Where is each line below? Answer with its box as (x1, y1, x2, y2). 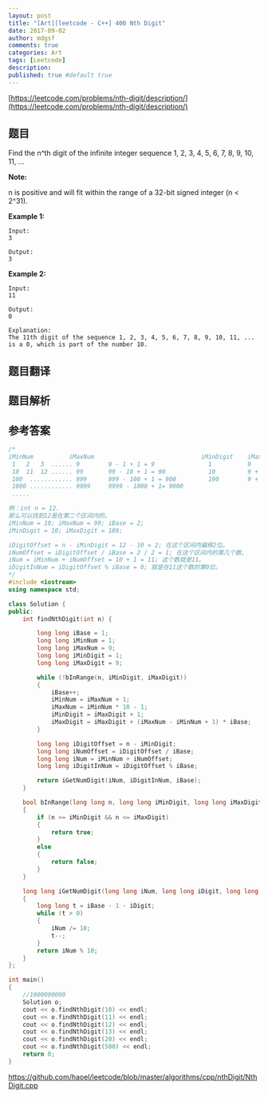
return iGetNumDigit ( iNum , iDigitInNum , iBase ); (37, 777, 202, 785)
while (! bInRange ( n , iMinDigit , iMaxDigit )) (37, 673, 187, 682)
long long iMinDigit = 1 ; (37, 652, 124, 660)
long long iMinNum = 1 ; (37, 637, 116, 645)
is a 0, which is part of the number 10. (8, 340, 148, 348)
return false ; (50, 858, 98, 866)
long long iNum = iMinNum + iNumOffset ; (37, 754, 173, 763)
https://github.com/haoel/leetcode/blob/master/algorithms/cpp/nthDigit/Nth (8, 1072, 258, 1081)
